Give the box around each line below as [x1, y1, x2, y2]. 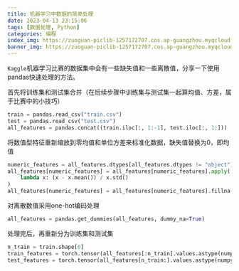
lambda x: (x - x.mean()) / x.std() [20, 174, 129, 181]
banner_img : [7, 43, 43, 51]
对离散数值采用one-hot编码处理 [7, 201, 100, 210]
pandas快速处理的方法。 [7, 73, 80, 81]
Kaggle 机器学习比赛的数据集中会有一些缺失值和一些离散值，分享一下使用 [7, 64, 220, 72]
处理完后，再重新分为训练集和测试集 [7, 229, 114, 238]
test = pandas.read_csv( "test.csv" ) [7, 117, 116, 124]
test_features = [7, 257, 55, 264]
